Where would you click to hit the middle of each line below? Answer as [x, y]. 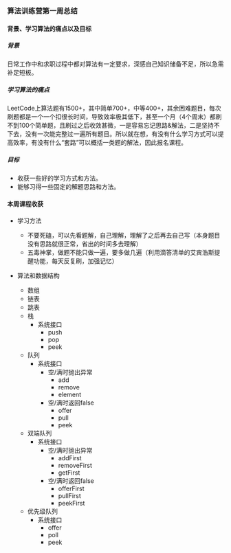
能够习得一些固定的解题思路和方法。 [68, 187]
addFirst [70, 458]
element [69, 394]
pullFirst [69, 495]
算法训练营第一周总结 [42, 10]
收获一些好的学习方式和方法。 [59, 178]
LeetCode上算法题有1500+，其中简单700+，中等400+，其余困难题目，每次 [114, 109]
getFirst [69, 473]
